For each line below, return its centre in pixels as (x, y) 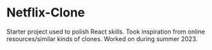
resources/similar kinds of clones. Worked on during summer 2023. (102, 38)
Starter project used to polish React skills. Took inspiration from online (106, 32)
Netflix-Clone (46, 13)
